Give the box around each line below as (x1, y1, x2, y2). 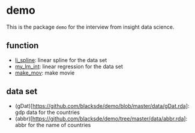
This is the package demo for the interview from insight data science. (6, 23, 175, 30)
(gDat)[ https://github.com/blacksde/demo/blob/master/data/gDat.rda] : (14, 102, 190, 109)
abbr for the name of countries (14, 121, 91, 128)
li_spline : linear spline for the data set (14, 56, 107, 63)
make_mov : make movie (14, 69, 75, 76)
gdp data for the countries (14, 109, 80, 116)
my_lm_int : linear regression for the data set (14, 63, 123, 70)
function (6, 41, 39, 51)
